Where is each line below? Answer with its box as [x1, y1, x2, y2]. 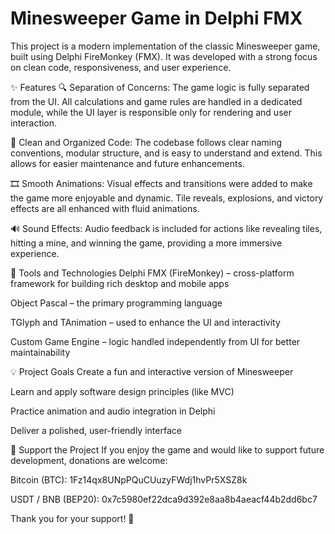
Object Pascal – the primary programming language [10, 297, 223, 309]
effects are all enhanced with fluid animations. [10, 202, 200, 214]
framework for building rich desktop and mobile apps [10, 277, 230, 289]
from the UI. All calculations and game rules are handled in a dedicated [10, 95, 303, 107]
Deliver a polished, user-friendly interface [10, 424, 182, 436]
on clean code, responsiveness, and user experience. [10, 61, 232, 73]
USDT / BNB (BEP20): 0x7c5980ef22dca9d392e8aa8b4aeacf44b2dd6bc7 [10, 493, 318, 505]
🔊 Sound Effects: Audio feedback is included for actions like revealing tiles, [10, 222, 323, 234]
